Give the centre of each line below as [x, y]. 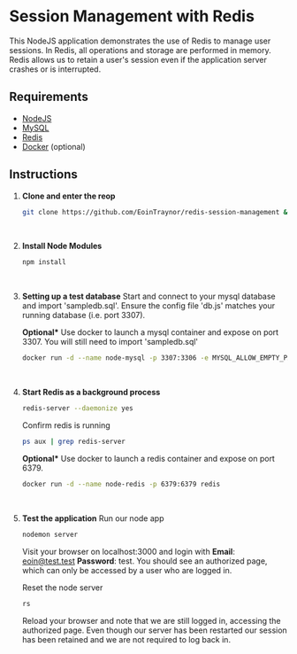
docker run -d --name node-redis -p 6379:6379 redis [121, 484]
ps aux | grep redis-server [73, 442]
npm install [44, 262]
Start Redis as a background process [91, 393]
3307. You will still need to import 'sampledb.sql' [110, 342]
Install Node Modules [62, 246]
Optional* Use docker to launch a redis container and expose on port [148, 458]
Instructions [43, 175]
